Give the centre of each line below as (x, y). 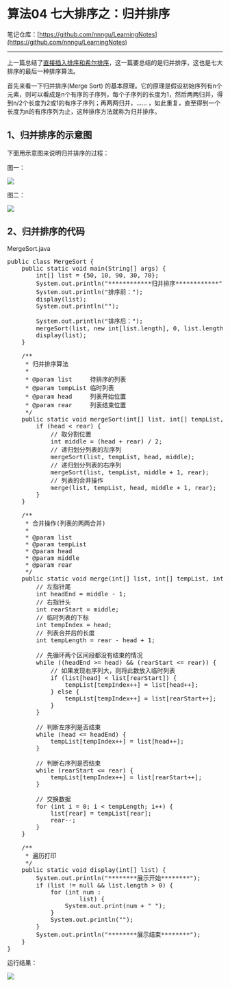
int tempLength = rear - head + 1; (95, 640)
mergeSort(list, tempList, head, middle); (123, 457)
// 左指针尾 (53, 586)
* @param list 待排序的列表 (76, 379)
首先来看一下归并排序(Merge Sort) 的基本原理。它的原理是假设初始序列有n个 (115, 86)
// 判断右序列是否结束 (68, 763)
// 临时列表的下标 (62, 617)
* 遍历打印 (41, 855)
